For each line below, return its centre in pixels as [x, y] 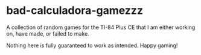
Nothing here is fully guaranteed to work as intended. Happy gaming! [92, 45]
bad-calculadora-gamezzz [75, 11]
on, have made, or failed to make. [48, 33]
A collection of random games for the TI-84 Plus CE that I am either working [101, 27]
